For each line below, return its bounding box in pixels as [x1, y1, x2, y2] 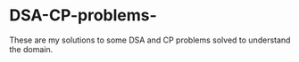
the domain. [9, 43, 54, 54]
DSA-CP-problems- [9, 5, 158, 26]
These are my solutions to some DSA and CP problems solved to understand [9, 35, 291, 45]
